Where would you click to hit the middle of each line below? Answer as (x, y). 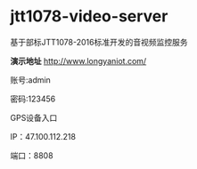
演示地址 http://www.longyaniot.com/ (78, 60)
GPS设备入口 (34, 117)
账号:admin (31, 80)
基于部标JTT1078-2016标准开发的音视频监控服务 (99, 42)
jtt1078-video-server (89, 16)
